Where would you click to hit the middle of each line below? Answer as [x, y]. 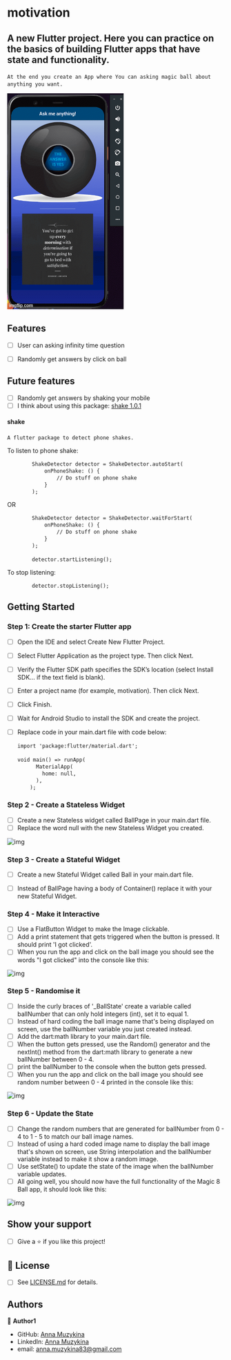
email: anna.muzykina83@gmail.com [69, 1349]
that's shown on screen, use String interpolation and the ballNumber [114, 1151]
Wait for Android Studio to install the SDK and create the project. [108, 718]
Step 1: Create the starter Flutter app [70, 626]
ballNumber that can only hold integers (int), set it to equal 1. [103, 1014]
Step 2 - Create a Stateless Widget [66, 805]
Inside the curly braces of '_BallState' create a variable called [104, 1006]
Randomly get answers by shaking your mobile [83, 398]
